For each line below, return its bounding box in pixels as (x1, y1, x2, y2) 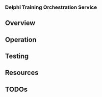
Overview (5, 19, 36, 27)
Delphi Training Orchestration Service (5, 4, 97, 11)
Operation (5, 36, 37, 44)
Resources (5, 69, 39, 77)
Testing (5, 52, 29, 60)
